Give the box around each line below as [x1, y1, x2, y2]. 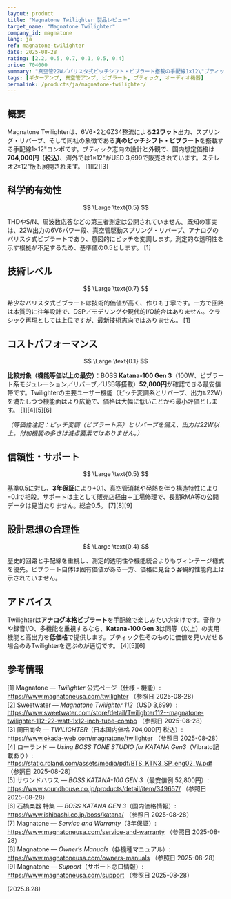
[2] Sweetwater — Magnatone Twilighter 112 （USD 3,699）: [7, 701, 178, 709]
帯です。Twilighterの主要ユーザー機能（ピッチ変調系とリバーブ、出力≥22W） [7, 388, 223, 397]
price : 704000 [7, 61, 48, 68]
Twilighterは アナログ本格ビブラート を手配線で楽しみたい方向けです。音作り [7, 616, 222, 624]
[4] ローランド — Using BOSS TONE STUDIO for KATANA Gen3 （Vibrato [7, 742, 213, 750]
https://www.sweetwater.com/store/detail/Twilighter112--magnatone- [7, 708, 205, 717]
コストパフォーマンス [7, 338, 98, 350]
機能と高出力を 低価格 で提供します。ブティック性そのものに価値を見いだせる [7, 633, 224, 641]
